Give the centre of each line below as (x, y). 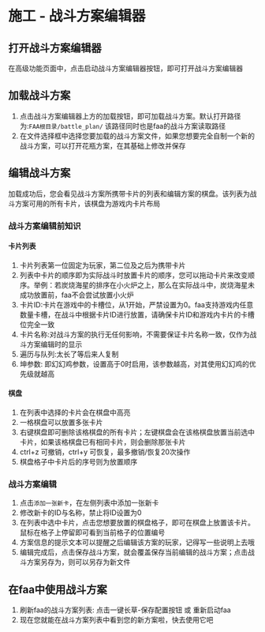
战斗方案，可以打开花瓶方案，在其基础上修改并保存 (103, 145)
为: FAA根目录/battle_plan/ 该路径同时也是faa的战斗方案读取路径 (123, 126)
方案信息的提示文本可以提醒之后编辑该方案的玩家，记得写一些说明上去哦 (137, 543)
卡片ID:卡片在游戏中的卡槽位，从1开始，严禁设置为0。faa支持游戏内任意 (136, 304)
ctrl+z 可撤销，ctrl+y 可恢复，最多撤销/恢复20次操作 (105, 452)
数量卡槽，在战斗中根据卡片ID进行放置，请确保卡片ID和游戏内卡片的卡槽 (137, 314)
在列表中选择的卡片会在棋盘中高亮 (75, 412)
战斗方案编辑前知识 (45, 226)
